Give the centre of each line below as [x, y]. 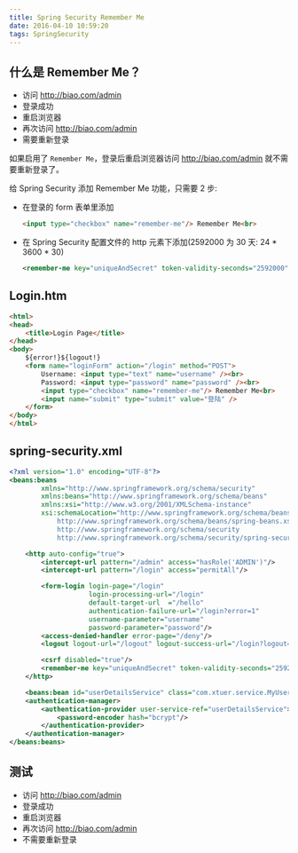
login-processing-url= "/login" [146, 595]
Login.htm [38, 296]
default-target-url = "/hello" [146, 603]
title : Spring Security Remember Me [77, 17]
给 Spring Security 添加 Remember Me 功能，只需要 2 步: [113, 188]
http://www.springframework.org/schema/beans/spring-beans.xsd [176, 521]
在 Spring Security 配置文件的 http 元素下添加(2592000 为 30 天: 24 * [149, 242]
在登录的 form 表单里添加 [68, 207]
